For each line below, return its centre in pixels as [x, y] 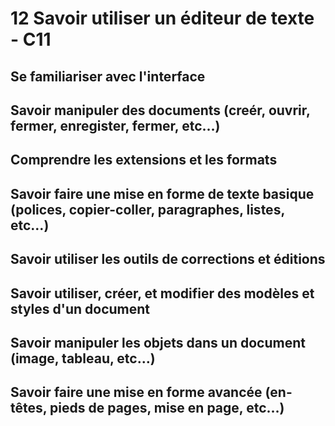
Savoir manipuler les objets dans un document [158, 342]
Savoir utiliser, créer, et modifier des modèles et [162, 293]
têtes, [29, 408]
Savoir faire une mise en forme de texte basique [162, 193]
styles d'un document [80, 308]
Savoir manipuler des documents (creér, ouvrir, [160, 110]
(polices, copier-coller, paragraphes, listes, [147, 209]
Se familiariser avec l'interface [108, 76]
